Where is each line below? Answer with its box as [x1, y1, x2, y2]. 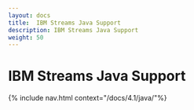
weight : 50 [8, 33, 44, 42]
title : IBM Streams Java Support [8, 19, 122, 27]
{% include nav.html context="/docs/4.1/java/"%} [8, 93, 167, 103]
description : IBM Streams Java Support [8, 26, 139, 34]
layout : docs [8, 11, 51, 20]
